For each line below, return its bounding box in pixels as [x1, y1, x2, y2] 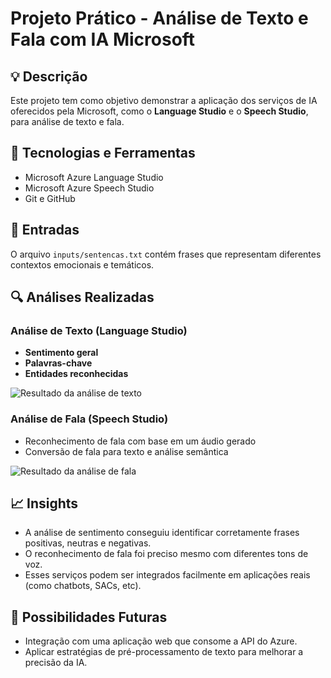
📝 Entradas [10, 222, 80, 239]
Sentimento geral [24, 347, 99, 359]
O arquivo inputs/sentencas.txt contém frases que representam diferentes [10, 248, 322, 260]
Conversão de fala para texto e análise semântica [24, 445, 229, 457]
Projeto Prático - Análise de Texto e [10, 7, 309, 30]
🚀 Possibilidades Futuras [10, 608, 168, 626]
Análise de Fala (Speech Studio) [10, 412, 169, 426]
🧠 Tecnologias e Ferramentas [10, 145, 196, 162]
